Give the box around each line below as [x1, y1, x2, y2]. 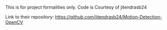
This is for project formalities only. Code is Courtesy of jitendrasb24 [5, 4, 147, 10]
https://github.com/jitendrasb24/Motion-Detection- [55, 14, 162, 19]
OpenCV [5, 19, 23, 25]
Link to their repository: [5, 14, 54, 19]
